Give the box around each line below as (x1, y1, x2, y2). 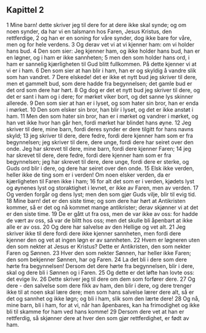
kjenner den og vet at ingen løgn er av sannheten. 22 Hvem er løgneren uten (6, 236, 200, 243)
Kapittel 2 (6, 5, 44, 15)
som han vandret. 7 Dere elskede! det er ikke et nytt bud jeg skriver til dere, (6, 73, 197, 80)
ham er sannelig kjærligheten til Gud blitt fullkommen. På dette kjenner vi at (6, 60, 197, 67)
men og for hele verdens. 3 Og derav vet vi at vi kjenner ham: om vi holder (6, 40, 195, 48)
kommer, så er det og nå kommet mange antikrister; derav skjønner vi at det (6, 204, 199, 211)
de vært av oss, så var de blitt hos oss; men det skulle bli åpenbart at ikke (6, 216, 193, 224)
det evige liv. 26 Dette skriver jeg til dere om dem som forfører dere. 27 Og (6, 275, 196, 283)
